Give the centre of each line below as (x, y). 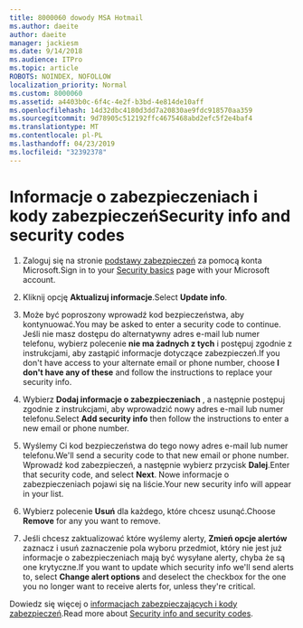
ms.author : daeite (44, 26)
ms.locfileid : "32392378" (58, 152)
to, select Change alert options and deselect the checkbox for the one (154, 576)
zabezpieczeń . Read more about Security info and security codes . (131, 613)
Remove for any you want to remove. (91, 520)
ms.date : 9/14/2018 (46, 52)
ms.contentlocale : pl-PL (56, 136)
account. (39, 279)
